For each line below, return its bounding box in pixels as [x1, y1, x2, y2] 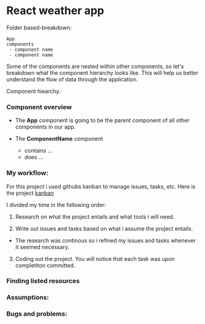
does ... [24, 154, 44, 161]
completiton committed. [15, 262, 75, 269]
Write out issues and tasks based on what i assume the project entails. [15, 225, 193, 232]
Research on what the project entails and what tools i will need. [15, 213, 175, 220]
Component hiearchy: [6, 87, 61, 95]
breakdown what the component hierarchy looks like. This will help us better [6, 69, 199, 77]
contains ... [24, 147, 53, 154]
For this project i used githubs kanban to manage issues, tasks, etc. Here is [6, 183, 196, 190]
